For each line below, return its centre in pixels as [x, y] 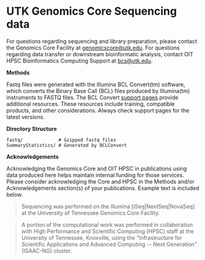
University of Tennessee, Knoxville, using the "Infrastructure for [102, 237]
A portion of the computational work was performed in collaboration [107, 225]
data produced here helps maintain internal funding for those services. [95, 175]
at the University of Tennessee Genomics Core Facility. [91, 213]
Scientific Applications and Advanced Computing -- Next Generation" [109, 244]
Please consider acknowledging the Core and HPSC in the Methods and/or [100, 181]
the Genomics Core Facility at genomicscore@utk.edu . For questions [93, 48]
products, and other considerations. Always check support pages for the [98, 110]
